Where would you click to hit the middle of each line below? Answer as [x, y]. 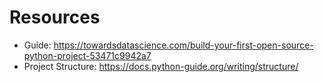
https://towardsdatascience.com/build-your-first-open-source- [183, 45]
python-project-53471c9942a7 [87, 55]
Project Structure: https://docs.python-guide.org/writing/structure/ [161, 66]
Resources [55, 17]
